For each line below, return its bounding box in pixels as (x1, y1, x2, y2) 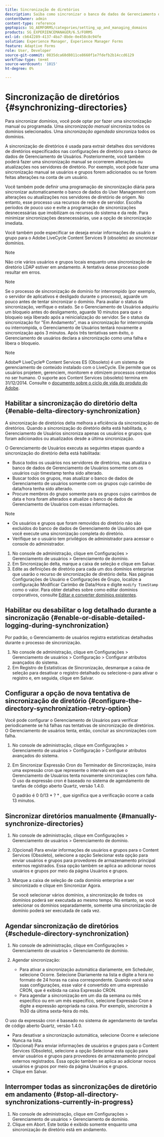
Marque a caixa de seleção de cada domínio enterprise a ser (12, 877, 134, 883)
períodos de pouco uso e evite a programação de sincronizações (5, 204, 136, 210)
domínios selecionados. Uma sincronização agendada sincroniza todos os (5, 128, 155, 134)
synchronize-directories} (5, 819, 84, 828)
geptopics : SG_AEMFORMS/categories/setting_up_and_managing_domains (5, 25, 147, 30)
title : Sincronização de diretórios (5, 7, 80, 12)
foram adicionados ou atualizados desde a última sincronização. (5, 436, 135, 441)
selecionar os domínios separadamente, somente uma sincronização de (12, 902, 157, 908)
